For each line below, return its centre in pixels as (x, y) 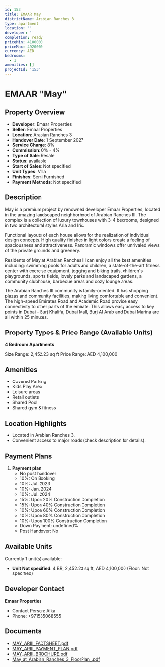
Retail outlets (25, 397)
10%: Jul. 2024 (35, 494)
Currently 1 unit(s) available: (34, 558)
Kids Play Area (27, 387)
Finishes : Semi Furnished (38, 177)
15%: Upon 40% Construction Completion (62, 505)
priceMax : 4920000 (24, 47)
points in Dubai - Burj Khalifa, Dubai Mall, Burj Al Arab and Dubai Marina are (82, 312)
